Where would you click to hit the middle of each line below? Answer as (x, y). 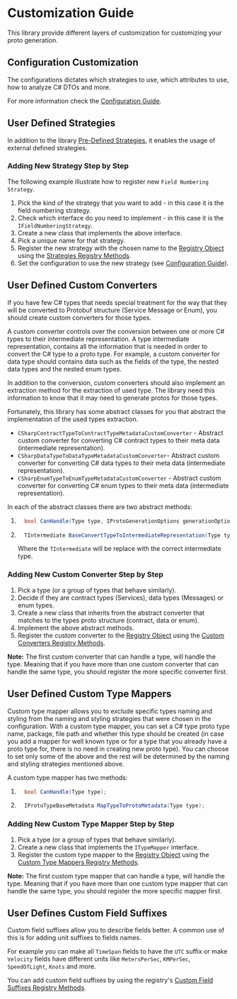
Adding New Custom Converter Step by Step (86, 574)
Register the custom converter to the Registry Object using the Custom (121, 635)
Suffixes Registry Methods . (47, 988)
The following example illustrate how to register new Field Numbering (108, 182)
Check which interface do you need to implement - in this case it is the (121, 218)
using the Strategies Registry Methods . (74, 255)
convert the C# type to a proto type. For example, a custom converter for (114, 354)
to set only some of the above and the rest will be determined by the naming (118, 756)
